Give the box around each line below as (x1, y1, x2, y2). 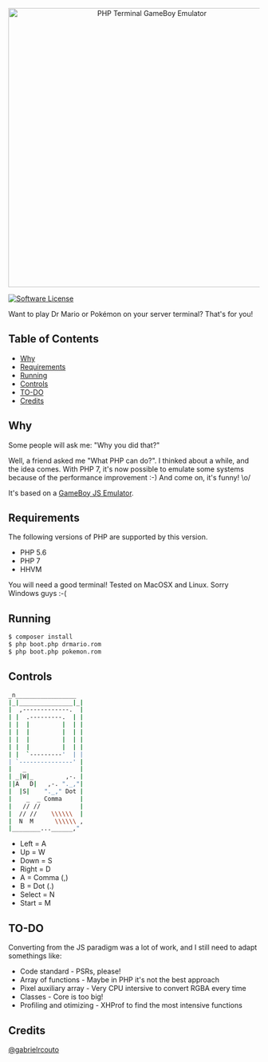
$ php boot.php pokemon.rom (8, 648, 102, 656)
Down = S (19, 856, 53, 866)
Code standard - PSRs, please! (19, 966, 121, 977)
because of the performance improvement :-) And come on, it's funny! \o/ (8, 472, 251, 482)
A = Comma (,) (19, 873, 69, 882)
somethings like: (8, 951, 62, 961)
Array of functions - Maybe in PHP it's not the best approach (19, 975, 219, 985)
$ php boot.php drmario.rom (8, 641, 102, 649)
